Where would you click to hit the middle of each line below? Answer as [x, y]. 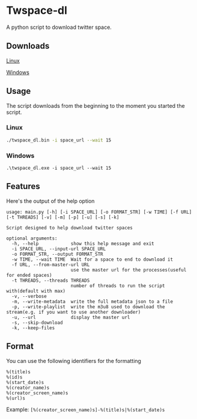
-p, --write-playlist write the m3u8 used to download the [88, 307]
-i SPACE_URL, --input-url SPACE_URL [59, 249]
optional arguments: [32, 238]
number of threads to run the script [118, 286]
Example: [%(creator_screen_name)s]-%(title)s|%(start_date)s [86, 409]
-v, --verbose [29, 296]
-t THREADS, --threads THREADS [51, 281]
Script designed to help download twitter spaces [70, 228]
